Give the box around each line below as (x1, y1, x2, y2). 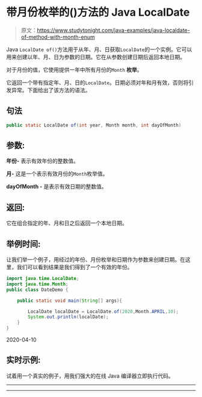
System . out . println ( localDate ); (28, 314, 109, 320)
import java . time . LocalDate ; (6, 275, 79, 282)
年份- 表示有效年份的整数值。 (6, 157, 79, 164)
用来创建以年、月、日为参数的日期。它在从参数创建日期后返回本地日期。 (6, 53, 185, 60)
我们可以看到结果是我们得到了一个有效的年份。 (16, 263, 133, 271)
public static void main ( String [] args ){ (17, 298, 122, 304)
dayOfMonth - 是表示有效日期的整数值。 (6, 183, 107, 190)
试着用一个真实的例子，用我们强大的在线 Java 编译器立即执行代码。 (6, 372, 174, 380)
